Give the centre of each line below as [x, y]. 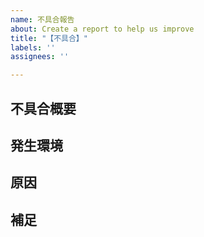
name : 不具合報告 [42, 19]
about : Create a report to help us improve [102, 29]
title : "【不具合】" [49, 38]
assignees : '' [40, 57]
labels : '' [33, 47]
